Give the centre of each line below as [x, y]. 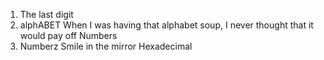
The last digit [46, 14]
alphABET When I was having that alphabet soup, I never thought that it [166, 25]
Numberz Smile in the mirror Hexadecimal [106, 46]
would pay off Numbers [68, 35]
